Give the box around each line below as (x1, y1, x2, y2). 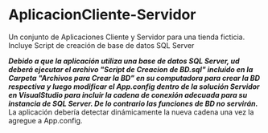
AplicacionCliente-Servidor (8, 6, 196, 24)
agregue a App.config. (8, 115, 83, 125)
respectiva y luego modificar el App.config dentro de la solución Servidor (8, 82, 260, 91)
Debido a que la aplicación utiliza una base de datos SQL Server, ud (8, 56, 240, 66)
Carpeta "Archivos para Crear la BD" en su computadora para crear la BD (8, 73, 260, 83)
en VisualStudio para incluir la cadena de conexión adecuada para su (8, 90, 248, 99)
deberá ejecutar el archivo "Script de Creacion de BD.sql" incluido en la (8, 64, 254, 74)
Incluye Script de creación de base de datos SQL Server (8, 40, 195, 50)
